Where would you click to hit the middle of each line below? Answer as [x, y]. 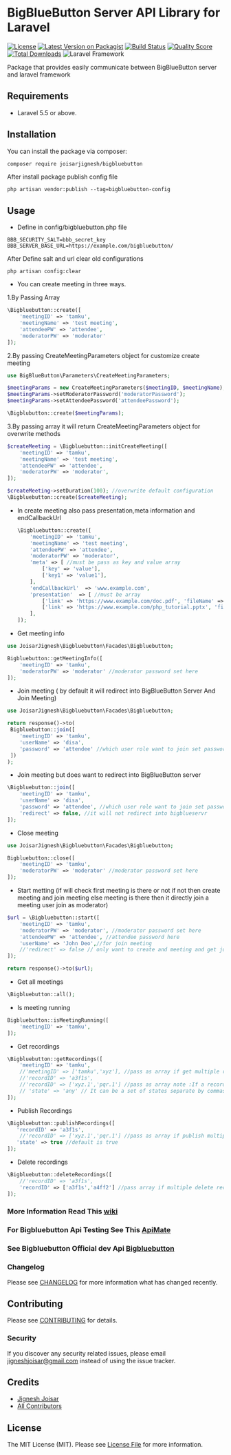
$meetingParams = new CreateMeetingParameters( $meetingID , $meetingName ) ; [117, 388]
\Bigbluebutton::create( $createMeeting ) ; [67, 497]
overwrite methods [34, 433]
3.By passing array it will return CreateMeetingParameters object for [104, 426]
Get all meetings [40, 982]
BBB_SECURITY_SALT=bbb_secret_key [57, 240]
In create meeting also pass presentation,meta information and [106, 510]
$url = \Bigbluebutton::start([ [53, 918]
